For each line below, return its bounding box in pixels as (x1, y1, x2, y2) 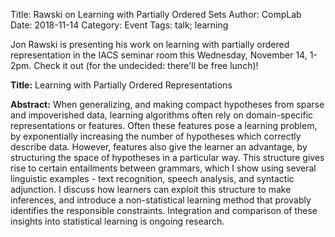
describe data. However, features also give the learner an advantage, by (10, 141, 308, 153)
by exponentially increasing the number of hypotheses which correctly (10, 130, 302, 142)
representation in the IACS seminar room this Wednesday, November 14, (10, 49, 308, 61)
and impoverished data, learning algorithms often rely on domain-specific (10, 109, 314, 121)
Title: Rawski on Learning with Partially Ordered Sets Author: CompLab (10, 9, 302, 20)
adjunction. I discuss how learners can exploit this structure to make (10, 184, 292, 195)
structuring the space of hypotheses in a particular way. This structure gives (10, 152, 325, 163)
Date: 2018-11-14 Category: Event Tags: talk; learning (10, 19, 229, 31)
